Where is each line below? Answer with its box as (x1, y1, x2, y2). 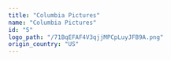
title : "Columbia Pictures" (8, 11, 101, 19)
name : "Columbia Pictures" (8, 19, 97, 26)
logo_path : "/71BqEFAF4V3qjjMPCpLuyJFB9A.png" (8, 33, 164, 41)
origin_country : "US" (8, 41, 80, 48)
